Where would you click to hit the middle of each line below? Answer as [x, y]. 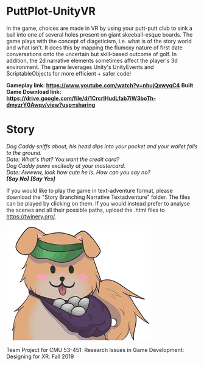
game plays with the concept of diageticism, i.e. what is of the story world [99, 41]
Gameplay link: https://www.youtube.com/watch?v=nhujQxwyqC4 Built [100, 85]
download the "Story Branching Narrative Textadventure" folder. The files [98, 197]
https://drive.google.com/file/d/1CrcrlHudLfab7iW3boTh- [81, 98]
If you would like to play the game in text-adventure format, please [90, 190]
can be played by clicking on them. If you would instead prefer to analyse [98, 203]
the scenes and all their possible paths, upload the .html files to [86, 210]
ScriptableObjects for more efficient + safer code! [69, 73]
